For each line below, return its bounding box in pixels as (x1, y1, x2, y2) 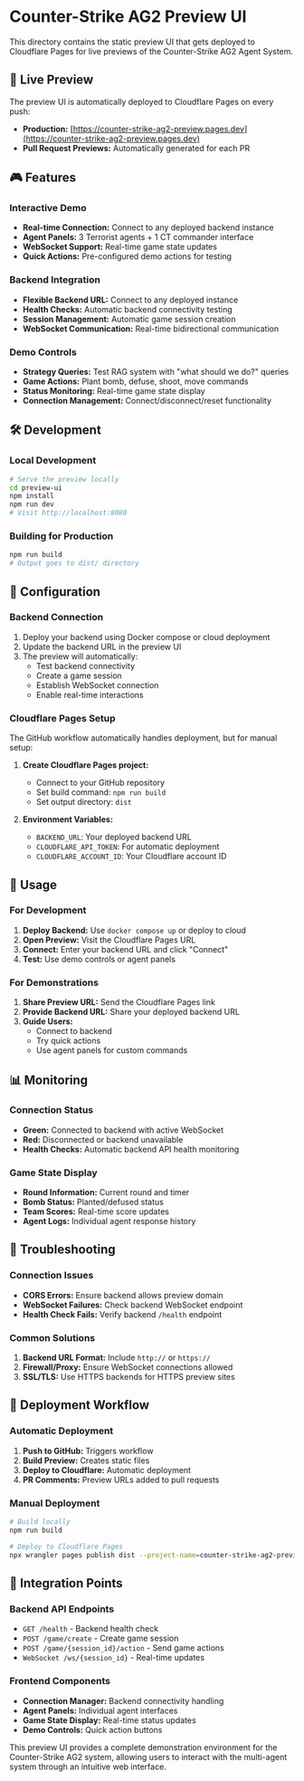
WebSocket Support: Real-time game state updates (22, 242, 217, 253)
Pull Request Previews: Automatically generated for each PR (22, 142, 251, 153)
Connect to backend (35, 1026, 113, 1037)
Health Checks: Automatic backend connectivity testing (22, 303, 233, 314)
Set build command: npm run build (35, 787, 166, 798)
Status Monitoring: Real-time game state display (22, 386, 205, 397)
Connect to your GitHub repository (35, 777, 166, 789)
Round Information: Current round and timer (22, 1187, 190, 1198)
